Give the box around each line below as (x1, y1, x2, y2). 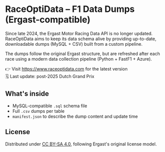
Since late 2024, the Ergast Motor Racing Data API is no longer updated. (5, 30, 153, 36)
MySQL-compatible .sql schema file (12, 103, 87, 109)
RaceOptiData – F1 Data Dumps (5, 3, 135, 15)
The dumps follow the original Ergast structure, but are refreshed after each (5, 51, 160, 57)
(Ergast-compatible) (5, 14, 91, 25)
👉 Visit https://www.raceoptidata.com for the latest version (5, 66, 128, 72)
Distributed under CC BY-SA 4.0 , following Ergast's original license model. (5, 141, 157, 147)
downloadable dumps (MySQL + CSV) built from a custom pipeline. (5, 41, 143, 47)
